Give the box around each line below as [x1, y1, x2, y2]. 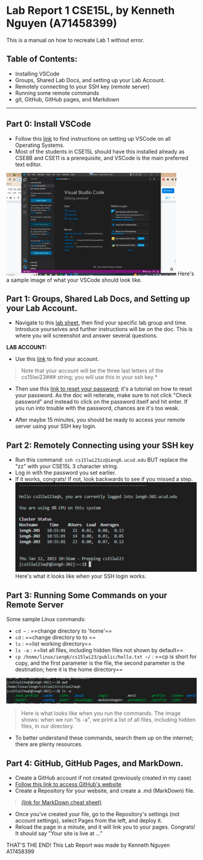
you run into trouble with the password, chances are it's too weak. [14, 404, 180, 412]
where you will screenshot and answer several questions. [14, 332, 158, 339]
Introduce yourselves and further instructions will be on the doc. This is [14, 326, 193, 333]
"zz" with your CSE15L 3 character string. [14, 463, 119, 470]
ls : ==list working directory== [14, 640, 92, 647]
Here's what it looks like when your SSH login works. [14, 572, 147, 580]
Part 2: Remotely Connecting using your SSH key [6, 440, 195, 450]
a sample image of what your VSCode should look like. [6, 276, 143, 283]
